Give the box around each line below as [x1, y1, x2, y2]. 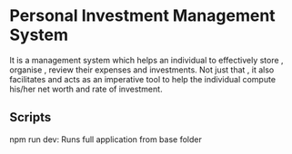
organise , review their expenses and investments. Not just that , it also [9, 64, 275, 75]
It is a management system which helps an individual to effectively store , [9, 54, 284, 65]
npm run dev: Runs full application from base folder [9, 133, 202, 145]
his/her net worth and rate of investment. [9, 83, 163, 94]
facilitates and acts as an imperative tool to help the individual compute [9, 73, 276, 84]
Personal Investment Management [9, 5, 276, 26]
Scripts [9, 110, 52, 125]
